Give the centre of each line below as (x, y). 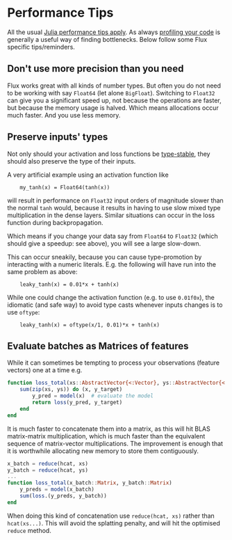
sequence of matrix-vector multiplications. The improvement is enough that (115, 443)
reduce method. (30, 530)
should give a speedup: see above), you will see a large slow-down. (104, 243)
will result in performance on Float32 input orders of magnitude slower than (115, 200)
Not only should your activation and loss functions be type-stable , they (109, 154)
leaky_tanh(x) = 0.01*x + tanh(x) (69, 284)
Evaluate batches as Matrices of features (98, 346)
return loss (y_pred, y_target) (77, 402)
